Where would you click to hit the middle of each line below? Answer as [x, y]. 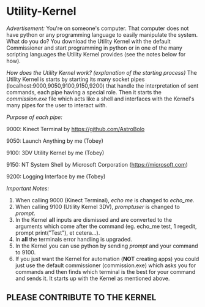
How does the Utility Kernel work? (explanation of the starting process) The [102, 72]
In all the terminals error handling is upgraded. [74, 239]
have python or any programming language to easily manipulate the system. [102, 34]
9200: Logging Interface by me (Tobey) [56, 176]
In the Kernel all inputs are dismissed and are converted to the [94, 219]
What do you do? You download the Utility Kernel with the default [89, 41]
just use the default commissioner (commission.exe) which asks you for [106, 265]
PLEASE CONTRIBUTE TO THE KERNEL [81, 298]
